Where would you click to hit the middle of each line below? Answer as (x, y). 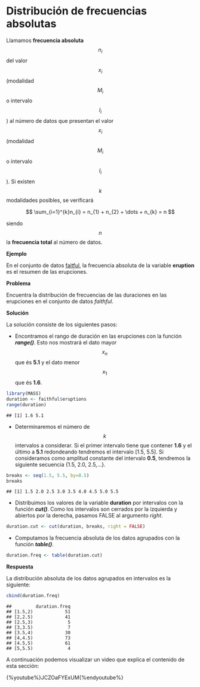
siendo (15, 223)
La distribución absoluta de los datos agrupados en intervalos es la (89, 579)
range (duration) (26, 405)
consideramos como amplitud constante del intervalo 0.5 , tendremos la (103, 458)
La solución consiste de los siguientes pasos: (62, 324)
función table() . (34, 544)
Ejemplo (16, 253)
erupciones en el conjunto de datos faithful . (60, 301)
